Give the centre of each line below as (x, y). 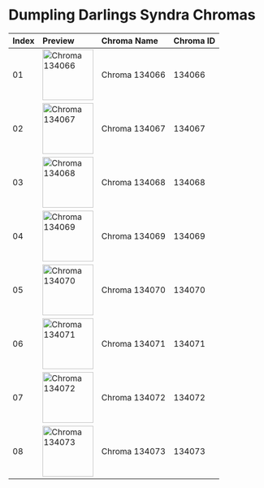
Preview (58, 41)
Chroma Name (130, 41)
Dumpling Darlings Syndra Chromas (132, 15)
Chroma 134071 (134, 343)
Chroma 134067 (134, 128)
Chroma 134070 (134, 290)
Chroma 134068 (134, 182)
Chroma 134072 (134, 397)
